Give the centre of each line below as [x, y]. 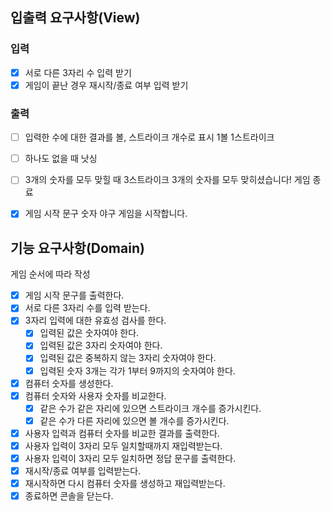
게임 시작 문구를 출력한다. [74, 295]
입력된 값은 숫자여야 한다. [89, 333]
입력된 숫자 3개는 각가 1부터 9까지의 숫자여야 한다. [137, 370]
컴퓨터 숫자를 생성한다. [69, 383]
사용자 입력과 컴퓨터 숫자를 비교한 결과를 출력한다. [122, 433]
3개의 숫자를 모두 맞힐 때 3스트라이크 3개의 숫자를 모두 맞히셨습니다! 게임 [167, 180]
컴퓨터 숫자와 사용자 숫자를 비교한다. [95, 395]
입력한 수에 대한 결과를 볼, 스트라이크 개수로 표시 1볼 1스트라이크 [149, 137]
